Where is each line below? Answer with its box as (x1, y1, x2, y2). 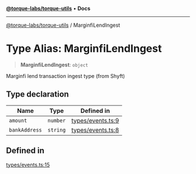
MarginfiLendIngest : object (20, 61, 89, 68)
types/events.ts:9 (71, 116, 120, 125)
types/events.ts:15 (6, 161, 50, 168)
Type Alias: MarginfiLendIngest (6, 42, 162, 55)
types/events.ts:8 (71, 126, 120, 134)
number (47, 117, 66, 124)
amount (9, 117, 27, 124)
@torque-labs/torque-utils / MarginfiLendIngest (6, 22, 121, 29)
